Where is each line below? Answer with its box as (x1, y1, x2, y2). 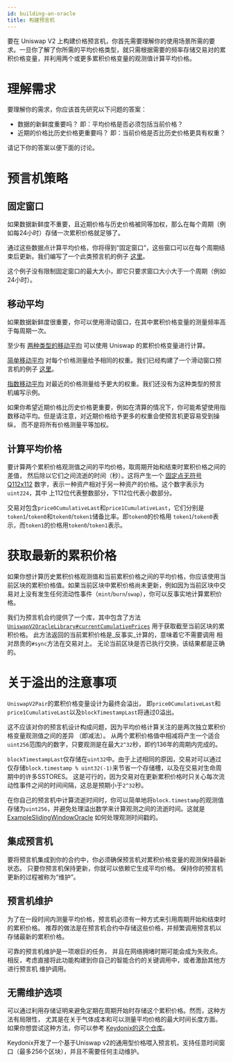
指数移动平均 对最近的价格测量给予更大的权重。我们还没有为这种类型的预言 (7, 380, 222, 388)
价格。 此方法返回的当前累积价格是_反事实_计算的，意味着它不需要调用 (12, 631, 215, 639)
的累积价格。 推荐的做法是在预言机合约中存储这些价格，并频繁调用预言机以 (7, 924, 222, 932)
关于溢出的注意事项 (7, 675, 117, 691)
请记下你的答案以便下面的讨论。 (7, 143, 98, 152)
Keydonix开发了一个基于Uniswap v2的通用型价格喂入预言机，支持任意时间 (7, 1038, 220, 1047)
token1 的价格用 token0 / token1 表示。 (25, 521, 126, 530)
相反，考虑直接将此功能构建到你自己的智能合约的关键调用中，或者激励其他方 (7, 956, 226, 964)
